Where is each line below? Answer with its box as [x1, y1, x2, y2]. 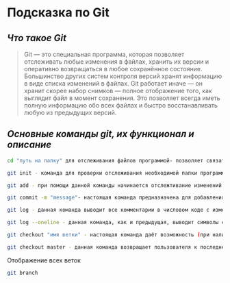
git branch [7, 269, 38, 276]
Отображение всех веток [7, 256, 81, 264]
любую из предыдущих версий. [23, 108, 117, 116]
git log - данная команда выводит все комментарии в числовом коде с [7, 207, 210, 214]
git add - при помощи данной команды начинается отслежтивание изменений [7, 182, 222, 189]
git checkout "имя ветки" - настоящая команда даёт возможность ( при [7, 232, 210, 238]
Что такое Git [7, 32, 67, 44]
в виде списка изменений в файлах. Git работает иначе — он [23, 79, 203, 87]
